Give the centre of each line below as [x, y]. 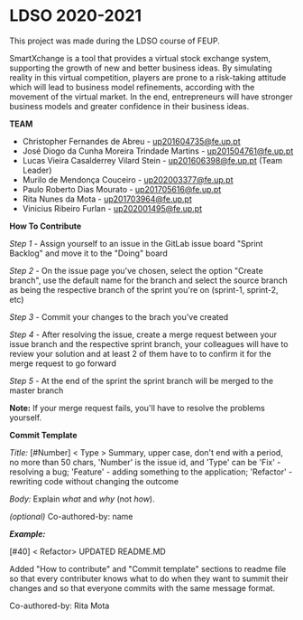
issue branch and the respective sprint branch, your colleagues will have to [149, 343]
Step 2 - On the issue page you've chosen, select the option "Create [136, 270]
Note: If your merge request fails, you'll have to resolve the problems [138, 408]
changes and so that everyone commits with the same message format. [142, 587]
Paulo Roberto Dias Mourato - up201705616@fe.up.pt [122, 189]
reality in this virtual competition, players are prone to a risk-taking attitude [148, 77]
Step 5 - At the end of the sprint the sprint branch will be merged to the [141, 380]
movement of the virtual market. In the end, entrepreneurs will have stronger [151, 97]
